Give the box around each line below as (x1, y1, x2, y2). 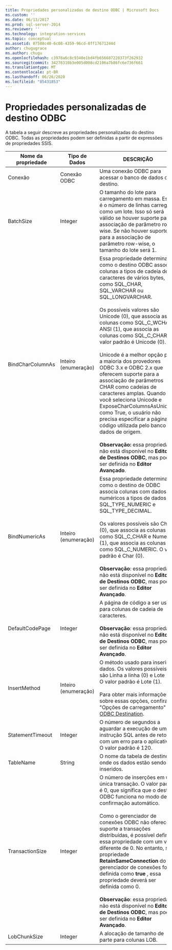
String (60, 759, 75, 766)
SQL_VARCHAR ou (99, 287, 144, 294)
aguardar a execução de (99, 725, 158, 732)
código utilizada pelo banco (99, 422, 166, 429)
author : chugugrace (5, 46, 47, 51)
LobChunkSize (8, 933, 44, 940)
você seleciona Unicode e (99, 396, 162, 403)
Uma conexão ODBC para (99, 167, 161, 175)
